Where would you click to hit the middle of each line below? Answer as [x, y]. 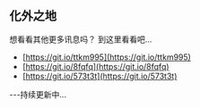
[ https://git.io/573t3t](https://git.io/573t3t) [100, 76]
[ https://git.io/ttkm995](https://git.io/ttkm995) [106, 57]
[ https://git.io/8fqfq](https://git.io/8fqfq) [96, 66]
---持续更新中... [38, 94]
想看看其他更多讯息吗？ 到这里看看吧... [81, 39]
